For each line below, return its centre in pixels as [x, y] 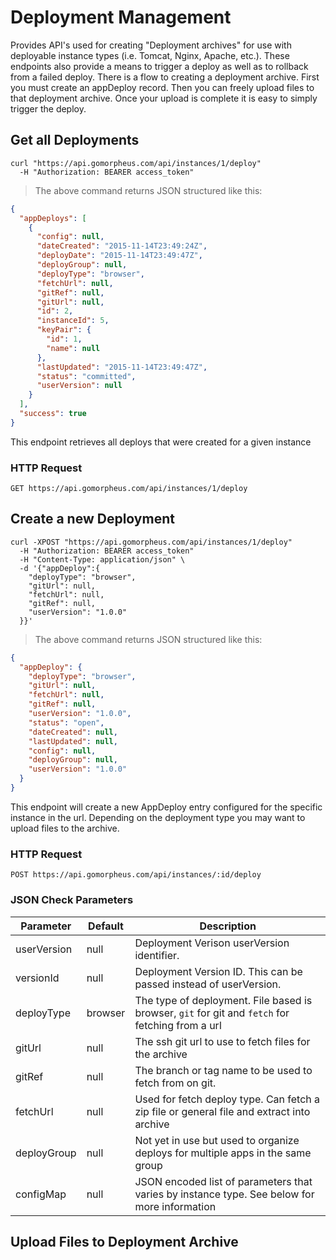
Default [106, 926]
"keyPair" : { [64, 330]
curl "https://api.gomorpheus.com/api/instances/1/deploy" [136, 163]
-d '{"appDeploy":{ [60, 568]
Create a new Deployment [92, 519]
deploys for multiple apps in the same [223, 1153]
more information [175, 1206]
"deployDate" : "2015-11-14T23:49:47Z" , [119, 256]
